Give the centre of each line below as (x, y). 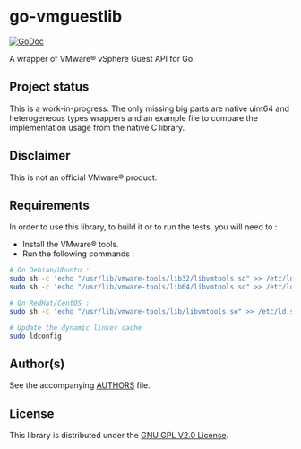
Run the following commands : (78, 254)
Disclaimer (40, 155)
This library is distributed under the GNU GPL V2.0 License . (119, 436)
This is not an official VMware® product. (83, 177)
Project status (49, 87)
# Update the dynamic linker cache (76, 328)
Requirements (49, 205)
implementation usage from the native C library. (97, 127)
